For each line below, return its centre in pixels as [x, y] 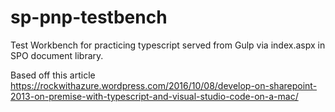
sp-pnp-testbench [89, 17]
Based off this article [53, 75]
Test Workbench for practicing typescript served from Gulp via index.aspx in [168, 45]
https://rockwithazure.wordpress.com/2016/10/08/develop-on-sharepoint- [164, 85]
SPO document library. [57, 55]
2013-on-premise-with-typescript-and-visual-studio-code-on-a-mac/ [154, 96]
